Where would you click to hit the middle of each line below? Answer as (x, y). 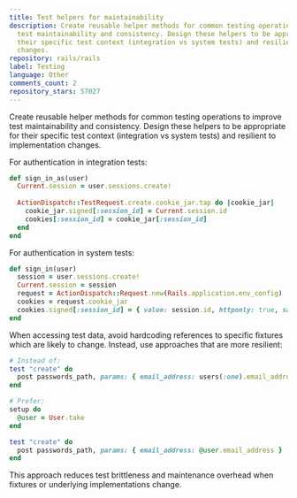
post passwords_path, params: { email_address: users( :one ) (130, 377)
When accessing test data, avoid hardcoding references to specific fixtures (146, 335)
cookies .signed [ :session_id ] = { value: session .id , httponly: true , (148, 310)
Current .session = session (67, 285)
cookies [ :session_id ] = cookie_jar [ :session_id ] (116, 219)
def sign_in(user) (43, 269)
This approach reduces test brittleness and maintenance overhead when (141, 475)
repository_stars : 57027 (55, 91)
